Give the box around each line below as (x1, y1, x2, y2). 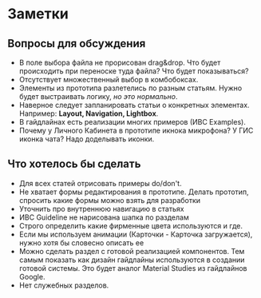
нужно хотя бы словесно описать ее (18, 237, 144, 248)
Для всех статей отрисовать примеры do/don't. (18, 178, 182, 188)
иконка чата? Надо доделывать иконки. (18, 134, 155, 144)
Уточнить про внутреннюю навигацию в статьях (18, 204, 184, 213)
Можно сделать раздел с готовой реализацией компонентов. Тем (18, 246, 245, 256)
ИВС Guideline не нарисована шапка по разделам (18, 213, 189, 222)
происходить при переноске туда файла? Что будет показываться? (18, 66, 249, 76)
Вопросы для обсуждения (7, 37, 146, 50)
